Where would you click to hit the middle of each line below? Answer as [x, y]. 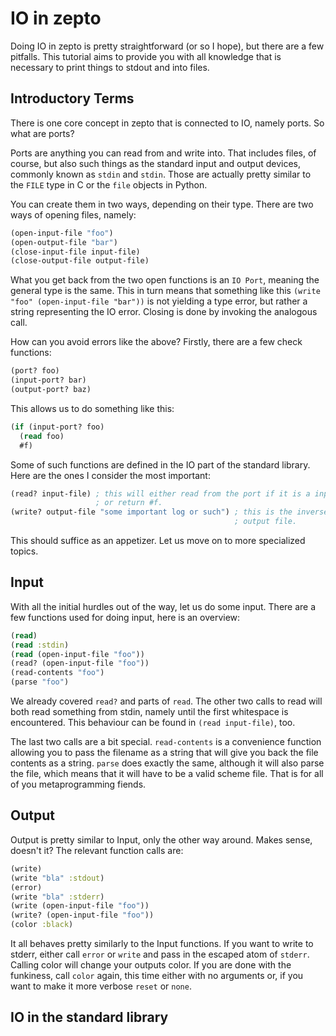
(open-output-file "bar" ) [64, 242]
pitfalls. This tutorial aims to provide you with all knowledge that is [146, 56]
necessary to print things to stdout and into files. [110, 67]
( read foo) [42, 436]
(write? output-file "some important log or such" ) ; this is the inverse [169, 512]
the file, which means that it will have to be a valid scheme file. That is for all [167, 774]
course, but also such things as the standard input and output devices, [156, 163]
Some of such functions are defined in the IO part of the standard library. [160, 464]
